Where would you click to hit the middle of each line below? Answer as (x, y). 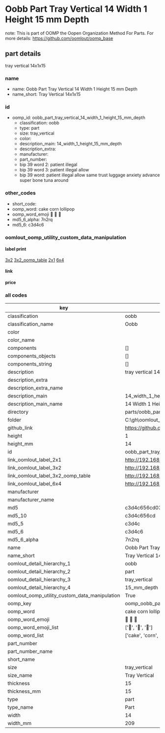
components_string (30, 364)
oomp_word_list (26, 636)
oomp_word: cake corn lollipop (43, 209)
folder (14, 420)
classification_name (30, 324)
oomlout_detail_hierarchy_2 (39, 572)
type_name (20, 707)
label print (16, 249)
